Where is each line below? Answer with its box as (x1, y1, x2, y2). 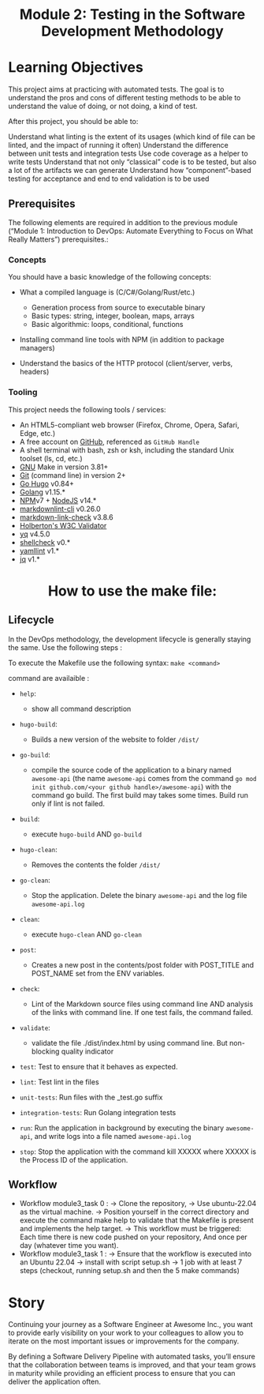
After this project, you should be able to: (8, 117, 139, 126)
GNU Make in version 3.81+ (19, 462, 109, 472)
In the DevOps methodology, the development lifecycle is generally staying (8, 634, 251, 644)
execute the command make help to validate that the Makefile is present (19, 1216, 254, 1225)
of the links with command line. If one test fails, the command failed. (31, 1007, 254, 1016)
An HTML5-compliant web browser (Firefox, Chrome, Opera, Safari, (19, 420, 240, 430)
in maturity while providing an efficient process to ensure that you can (8, 1369, 236, 1378)
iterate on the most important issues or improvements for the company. (8, 1336, 240, 1346)
